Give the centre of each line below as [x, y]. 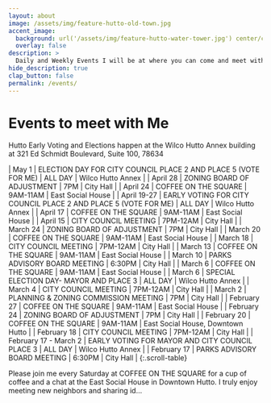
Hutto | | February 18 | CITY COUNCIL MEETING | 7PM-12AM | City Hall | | [131, 332]
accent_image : [32, 31]
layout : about [32, 16]
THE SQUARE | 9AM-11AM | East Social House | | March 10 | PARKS [120, 256]
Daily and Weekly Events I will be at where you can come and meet [131, 61]
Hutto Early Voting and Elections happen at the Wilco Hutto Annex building [132, 145]
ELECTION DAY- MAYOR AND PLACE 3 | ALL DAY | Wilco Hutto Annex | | [129, 281]
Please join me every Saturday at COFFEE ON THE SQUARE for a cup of [128, 374]
